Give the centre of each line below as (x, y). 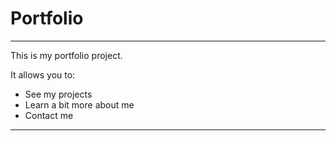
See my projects (58, 94)
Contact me (49, 115)
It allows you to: (43, 74)
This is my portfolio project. (66, 55)
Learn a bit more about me (79, 104)
